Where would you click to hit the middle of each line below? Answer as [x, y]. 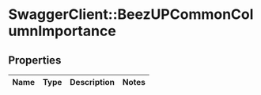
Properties [35, 60]
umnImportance [62, 31]
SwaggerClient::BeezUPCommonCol [131, 15]
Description [92, 82]
